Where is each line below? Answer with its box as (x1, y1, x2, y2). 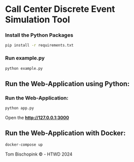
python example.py (5, 66, 43, 71)
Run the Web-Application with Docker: (5, 129, 126, 137)
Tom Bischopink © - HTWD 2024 (5, 151, 73, 157)
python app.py (5, 106, 34, 111)
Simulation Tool (5, 14, 70, 25)
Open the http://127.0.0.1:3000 (5, 115, 69, 121)
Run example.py (5, 54, 45, 61)
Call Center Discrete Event (5, 3, 115, 15)
